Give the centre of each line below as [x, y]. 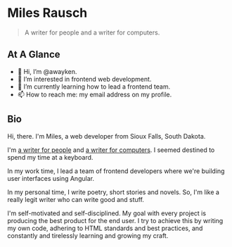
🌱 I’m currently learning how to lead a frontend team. [94, 87]
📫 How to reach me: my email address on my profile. [95, 94]
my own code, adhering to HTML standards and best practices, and [105, 228]
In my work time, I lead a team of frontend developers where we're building [116, 171]
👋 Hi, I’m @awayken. [47, 71]
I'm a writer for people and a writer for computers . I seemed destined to [111, 150]
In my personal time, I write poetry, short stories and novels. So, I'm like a [114, 192]
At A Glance [34, 55]
